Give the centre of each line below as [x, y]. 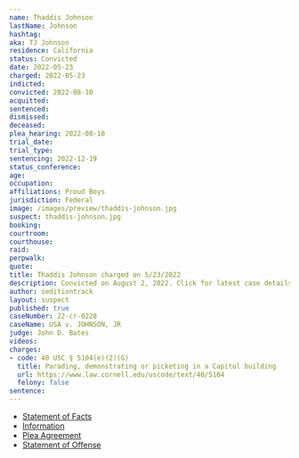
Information [43, 426]
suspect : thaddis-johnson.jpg [65, 217]
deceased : [28, 126]
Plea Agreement [52, 435]
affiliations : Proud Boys [57, 192]
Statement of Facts [57, 416]
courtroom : [29, 233]
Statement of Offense [61, 445]
